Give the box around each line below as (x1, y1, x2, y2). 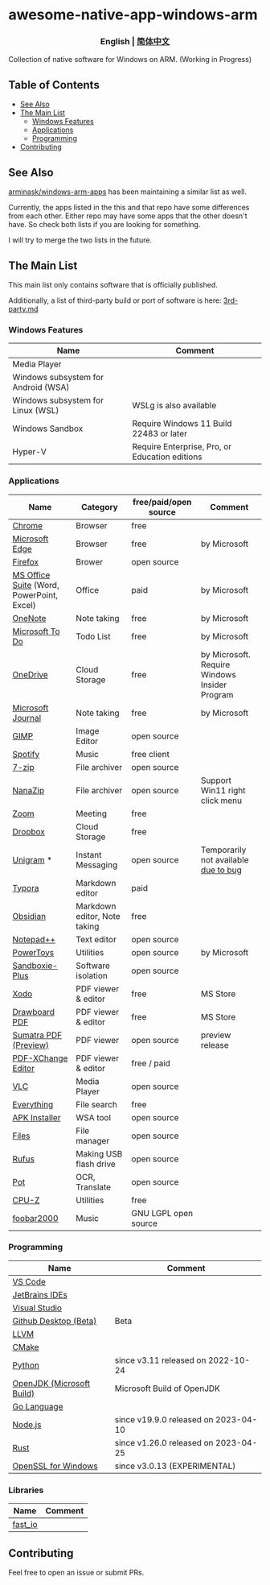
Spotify (12, 748, 40, 759)
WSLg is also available (132, 400, 217, 412)
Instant (76, 849, 102, 860)
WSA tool (76, 1111, 111, 1123)
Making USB (76, 1148, 123, 1159)
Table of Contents (8, 78, 100, 92)
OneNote (12, 612, 47, 623)
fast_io (12, 1519, 38, 1530)
